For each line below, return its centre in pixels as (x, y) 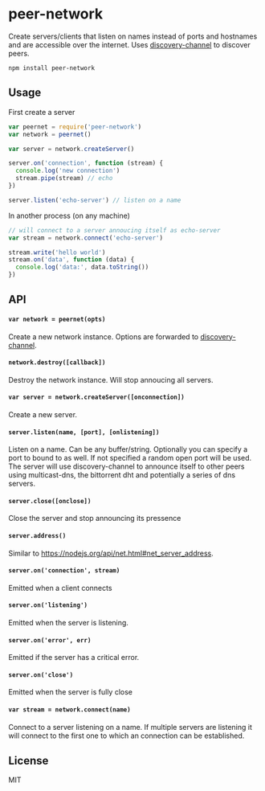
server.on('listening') (48, 605)
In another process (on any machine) (69, 215)
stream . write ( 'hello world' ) (57, 252)
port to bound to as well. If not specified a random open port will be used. (130, 458)
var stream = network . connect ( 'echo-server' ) (86, 238)
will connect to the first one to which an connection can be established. (126, 736)
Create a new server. (43, 414)
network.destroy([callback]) (57, 363)
